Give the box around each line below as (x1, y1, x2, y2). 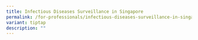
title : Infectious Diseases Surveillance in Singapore (6, 8, 144, 15)
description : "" (6, 25, 46, 31)
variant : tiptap (6, 19, 46, 25)
